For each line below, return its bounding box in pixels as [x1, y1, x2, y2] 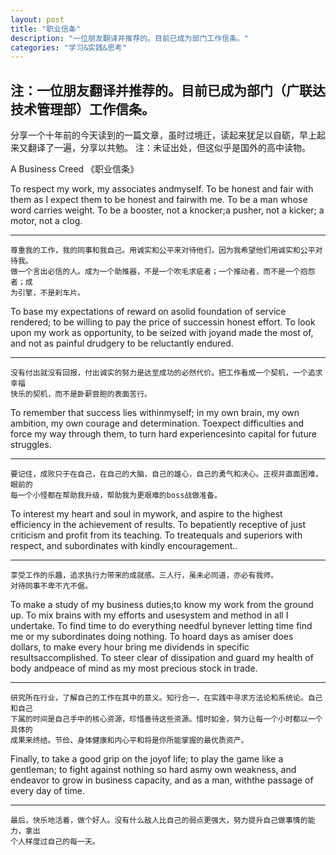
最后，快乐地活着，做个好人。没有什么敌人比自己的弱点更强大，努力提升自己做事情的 [10, 816, 308, 826]
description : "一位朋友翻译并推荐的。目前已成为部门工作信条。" [10, 33, 249, 43]
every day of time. [10, 785, 85, 797]
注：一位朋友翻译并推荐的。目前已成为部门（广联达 [10, 82, 326, 99]
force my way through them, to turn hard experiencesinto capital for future [10, 428, 317, 440]
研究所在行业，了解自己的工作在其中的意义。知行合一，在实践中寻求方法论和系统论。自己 [10, 693, 323, 703]
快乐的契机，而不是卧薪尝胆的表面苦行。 [10, 389, 152, 400]
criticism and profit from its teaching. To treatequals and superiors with [10, 529, 303, 541]
